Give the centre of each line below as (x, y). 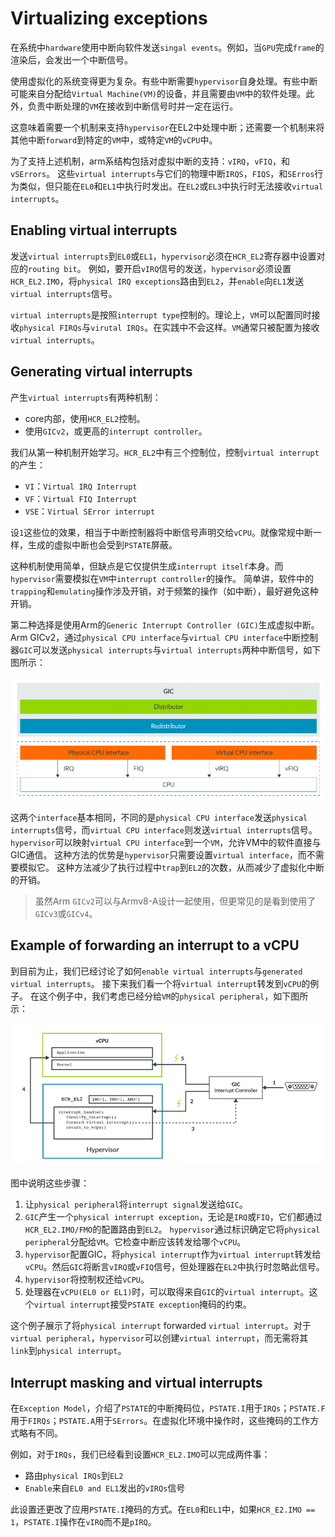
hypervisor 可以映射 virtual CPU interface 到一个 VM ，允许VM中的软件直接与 (166, 842)
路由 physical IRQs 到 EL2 (74, 1475)
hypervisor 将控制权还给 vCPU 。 (87, 1279)
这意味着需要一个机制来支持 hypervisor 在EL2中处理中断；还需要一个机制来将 (167, 127)
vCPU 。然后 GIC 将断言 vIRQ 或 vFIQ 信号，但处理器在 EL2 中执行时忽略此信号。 (174, 1267)
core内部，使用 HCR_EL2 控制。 (85, 418)
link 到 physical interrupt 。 (68, 1351)
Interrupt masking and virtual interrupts (136, 1382)
